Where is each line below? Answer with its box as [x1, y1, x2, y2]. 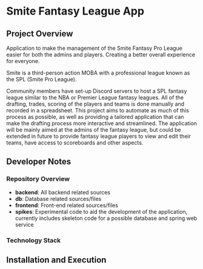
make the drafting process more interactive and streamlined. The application [6, 120, 198, 127]
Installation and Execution [6, 255, 107, 265]
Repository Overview [6, 175, 70, 183]
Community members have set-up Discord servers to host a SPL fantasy [6, 87, 187, 95]
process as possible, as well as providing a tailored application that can [6, 114, 184, 120]
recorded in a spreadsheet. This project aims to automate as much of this [6, 107, 190, 114]
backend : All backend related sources [15, 188, 111, 196]
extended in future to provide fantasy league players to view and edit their [6, 132, 191, 140]
